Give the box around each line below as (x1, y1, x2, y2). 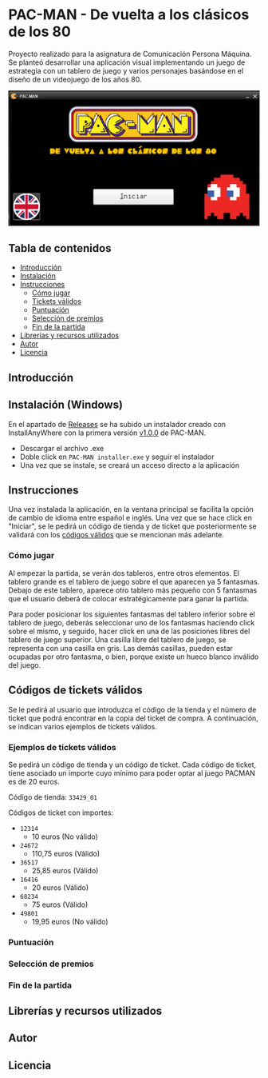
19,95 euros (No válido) (31, 916, 109, 926)
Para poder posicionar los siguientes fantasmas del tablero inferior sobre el (8, 609, 255, 619)
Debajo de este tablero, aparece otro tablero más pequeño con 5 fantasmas (8, 585, 258, 595)
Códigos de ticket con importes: (8, 808, 114, 817)
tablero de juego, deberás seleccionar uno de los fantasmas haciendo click (8, 617, 255, 627)
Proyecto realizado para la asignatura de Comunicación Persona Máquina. (8, 49, 252, 58)
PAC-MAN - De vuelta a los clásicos (8, 6, 250, 24)
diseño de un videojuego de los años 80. (8, 74, 142, 84)
